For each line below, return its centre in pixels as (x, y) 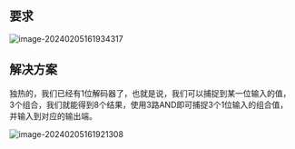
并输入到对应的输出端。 (53, 115)
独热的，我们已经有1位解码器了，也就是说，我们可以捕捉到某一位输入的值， (150, 93)
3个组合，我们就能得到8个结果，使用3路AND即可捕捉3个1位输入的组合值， (149, 104)
